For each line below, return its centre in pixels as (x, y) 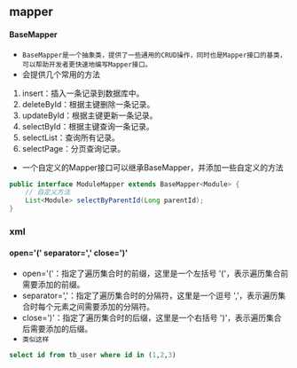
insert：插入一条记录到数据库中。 (83, 93)
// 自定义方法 (48, 192)
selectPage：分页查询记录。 (74, 148)
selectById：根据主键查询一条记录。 (88, 126)
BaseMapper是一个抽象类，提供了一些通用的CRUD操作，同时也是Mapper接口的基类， (154, 55)
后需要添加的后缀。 (57, 329)
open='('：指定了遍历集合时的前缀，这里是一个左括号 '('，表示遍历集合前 (155, 274)
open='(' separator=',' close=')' (69, 253)
